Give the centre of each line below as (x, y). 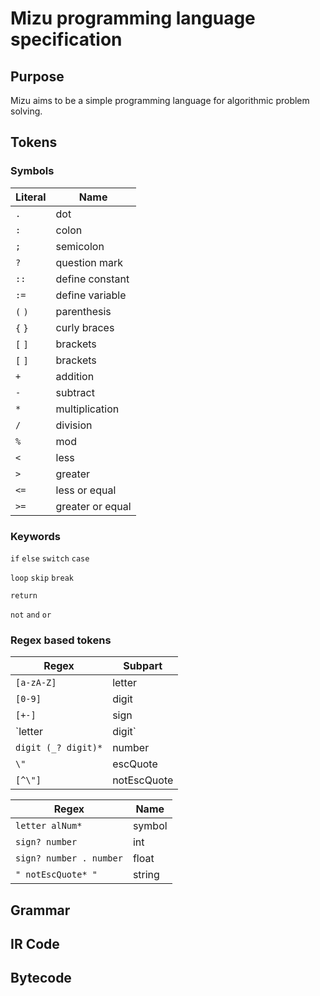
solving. (26, 111)
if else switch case (50, 558)
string (146, 875)
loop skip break (42, 578)
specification (66, 39)
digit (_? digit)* (59, 748)
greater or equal (93, 506)
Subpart (143, 666)
